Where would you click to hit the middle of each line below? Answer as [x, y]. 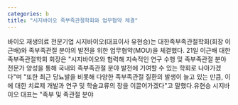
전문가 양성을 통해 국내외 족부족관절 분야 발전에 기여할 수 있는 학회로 [102, 68]
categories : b [28, 14]
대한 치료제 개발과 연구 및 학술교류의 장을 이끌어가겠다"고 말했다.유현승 [113, 85]
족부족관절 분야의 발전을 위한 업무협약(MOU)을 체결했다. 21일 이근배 [123, 50]
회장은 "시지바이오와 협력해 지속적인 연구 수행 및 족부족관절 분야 [138, 59]
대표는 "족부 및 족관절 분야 [57, 94]
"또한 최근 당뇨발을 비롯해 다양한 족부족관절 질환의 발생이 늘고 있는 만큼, [124, 76]
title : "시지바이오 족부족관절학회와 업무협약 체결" [73, 20]
